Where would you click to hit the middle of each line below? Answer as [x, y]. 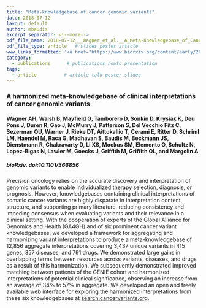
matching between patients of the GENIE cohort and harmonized [88, 272]
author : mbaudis [27, 29]
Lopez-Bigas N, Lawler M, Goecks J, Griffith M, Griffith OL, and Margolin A [102, 151]
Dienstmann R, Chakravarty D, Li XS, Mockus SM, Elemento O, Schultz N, [101, 144]
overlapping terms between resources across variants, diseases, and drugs [102, 259]
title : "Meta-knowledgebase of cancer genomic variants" [81, 12]
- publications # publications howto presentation [85, 63]
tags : [13, 69]
